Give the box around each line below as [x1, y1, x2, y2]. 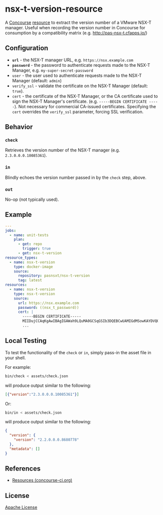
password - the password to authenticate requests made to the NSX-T [12, 62, 150, 68]
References [5, 464, 41, 473]
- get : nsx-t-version [17, 251, 62, 256]
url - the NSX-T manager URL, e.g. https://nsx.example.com [12, 57, 133, 63]
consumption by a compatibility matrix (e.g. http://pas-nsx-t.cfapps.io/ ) [5, 30, 147, 36]
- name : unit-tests [9, 232, 49, 237]
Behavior [5, 123, 33, 131]
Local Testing [5, 337, 47, 345]
